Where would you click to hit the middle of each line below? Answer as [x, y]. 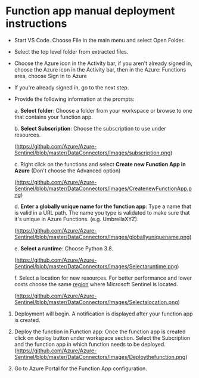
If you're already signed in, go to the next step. [71, 87]
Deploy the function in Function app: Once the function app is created [100, 331]
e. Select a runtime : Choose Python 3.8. [64, 248]
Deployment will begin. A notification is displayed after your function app [103, 314]
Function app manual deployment [90, 11]
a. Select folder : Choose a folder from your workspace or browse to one [103, 110]
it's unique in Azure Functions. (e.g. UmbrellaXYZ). [76, 219]
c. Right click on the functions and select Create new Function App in [100, 164]
